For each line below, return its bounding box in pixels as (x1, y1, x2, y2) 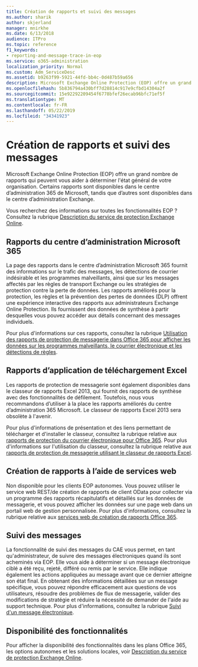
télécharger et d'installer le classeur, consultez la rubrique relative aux (6, 430, 177, 437)
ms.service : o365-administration (6, 58, 89, 64)
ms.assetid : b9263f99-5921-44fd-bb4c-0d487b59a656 (6, 74, 134, 80)
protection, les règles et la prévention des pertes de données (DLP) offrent (6, 293, 188, 300)
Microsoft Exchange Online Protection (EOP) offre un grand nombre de (6, 171, 178, 178)
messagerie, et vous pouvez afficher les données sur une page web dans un (6, 500, 193, 508)
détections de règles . (6, 349, 58, 355)
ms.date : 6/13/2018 (6, 31, 54, 37)
